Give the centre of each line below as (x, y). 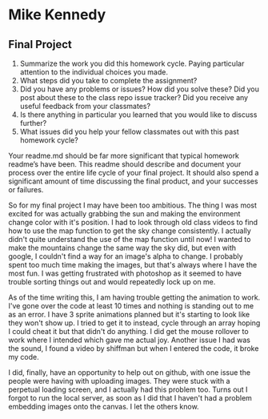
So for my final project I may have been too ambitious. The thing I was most (133, 205)
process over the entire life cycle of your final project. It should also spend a (134, 173)
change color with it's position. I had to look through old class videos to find (133, 222)
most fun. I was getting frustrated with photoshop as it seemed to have (125, 273)
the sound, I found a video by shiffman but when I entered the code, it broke (134, 348)
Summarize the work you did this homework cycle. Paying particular (132, 63)
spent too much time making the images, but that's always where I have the (133, 265)
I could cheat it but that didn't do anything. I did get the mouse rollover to (129, 331)
